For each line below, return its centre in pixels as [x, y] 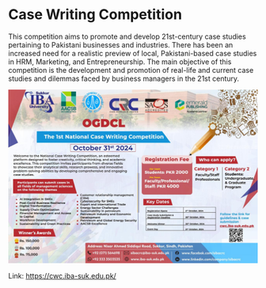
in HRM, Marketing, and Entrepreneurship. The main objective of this [120, 62]
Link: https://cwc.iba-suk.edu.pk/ [62, 275]
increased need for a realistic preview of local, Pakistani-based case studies [133, 53]
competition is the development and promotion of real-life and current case [131, 70]
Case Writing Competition [95, 15]
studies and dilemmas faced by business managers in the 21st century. [124, 78]
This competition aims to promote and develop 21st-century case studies [127, 36]
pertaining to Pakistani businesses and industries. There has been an [121, 44]
